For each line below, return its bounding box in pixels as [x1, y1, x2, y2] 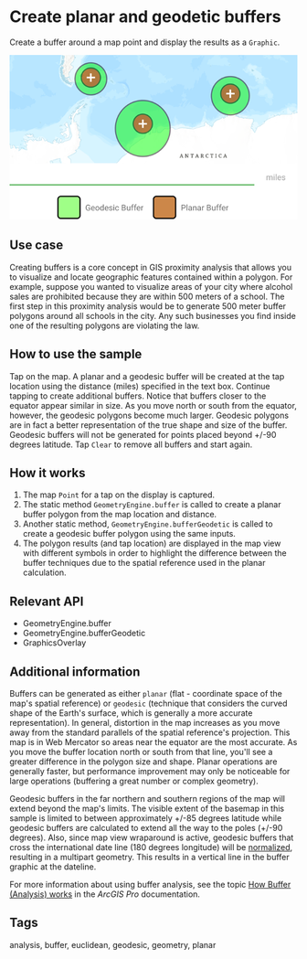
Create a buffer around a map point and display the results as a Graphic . [9, 37, 281, 48]
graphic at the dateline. [9, 861, 97, 872]
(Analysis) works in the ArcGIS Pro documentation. [9, 889, 201, 900]
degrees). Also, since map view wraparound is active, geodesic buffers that [9, 832, 294, 843]
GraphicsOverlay [22, 637, 87, 648]
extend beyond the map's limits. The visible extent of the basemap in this [9, 803, 285, 814]
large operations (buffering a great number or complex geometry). [9, 775, 259, 786]
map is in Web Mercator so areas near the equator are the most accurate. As [9, 737, 298, 747]
